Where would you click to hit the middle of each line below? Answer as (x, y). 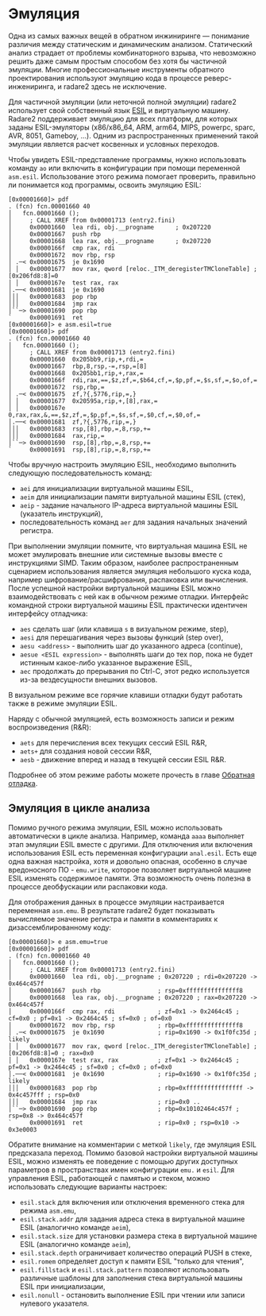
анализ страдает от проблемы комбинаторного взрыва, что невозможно (132, 52)
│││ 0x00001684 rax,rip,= (56, 435)
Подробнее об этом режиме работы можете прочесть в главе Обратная (132, 775)
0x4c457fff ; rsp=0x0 (44, 1095)
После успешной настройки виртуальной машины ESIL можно (114, 588)
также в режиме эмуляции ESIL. (63, 703)
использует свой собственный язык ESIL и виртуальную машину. (119, 110)
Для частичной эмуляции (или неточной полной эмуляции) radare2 (122, 102)
